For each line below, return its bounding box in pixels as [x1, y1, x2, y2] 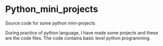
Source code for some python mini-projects [5, 20, 95, 26]
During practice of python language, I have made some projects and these [5, 29, 158, 35]
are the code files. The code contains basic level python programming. [5, 35, 151, 41]
